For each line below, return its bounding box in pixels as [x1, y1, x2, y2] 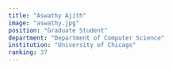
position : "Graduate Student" [8, 26, 109, 34]
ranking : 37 [8, 48, 48, 56]
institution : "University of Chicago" [8, 41, 136, 49]
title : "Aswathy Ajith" [8, 11, 87, 20]
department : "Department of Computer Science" [8, 33, 165, 42]
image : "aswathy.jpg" [8, 19, 80, 27]
